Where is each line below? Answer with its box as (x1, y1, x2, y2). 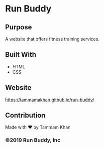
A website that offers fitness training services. (5, 36, 100, 42)
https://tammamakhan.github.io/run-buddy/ (5, 97, 95, 103)
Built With (5, 50, 36, 59)
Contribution (5, 111, 46, 120)
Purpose (5, 23, 32, 31)
